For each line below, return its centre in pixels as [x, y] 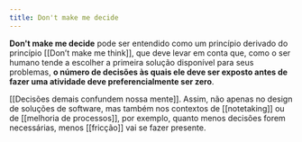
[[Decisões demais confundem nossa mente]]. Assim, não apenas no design [151, 99]
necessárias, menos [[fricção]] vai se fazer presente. [108, 128]
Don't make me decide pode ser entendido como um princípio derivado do [149, 43]
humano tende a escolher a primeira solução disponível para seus [132, 62]
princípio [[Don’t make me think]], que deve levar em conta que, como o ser [150, 53]
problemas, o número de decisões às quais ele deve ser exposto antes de [149, 72]
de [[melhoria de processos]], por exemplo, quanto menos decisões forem [147, 118]
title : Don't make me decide [64, 18]
